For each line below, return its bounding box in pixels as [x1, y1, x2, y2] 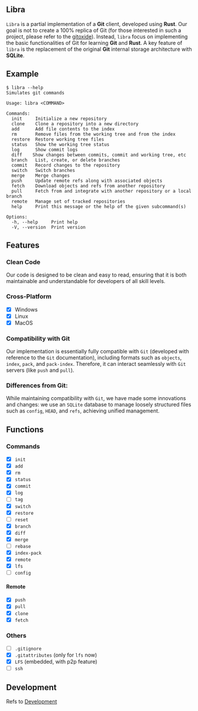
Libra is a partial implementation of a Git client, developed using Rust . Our [6, 20, 187, 27]
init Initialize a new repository [11, 115, 108, 122]
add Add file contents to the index [11, 126, 115, 132]
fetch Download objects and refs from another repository [11, 183, 165, 189]
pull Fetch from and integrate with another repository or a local [11, 188, 192, 194]
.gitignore [14, 645, 42, 652]
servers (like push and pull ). [6, 366, 74, 374]
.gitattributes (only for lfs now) [14, 651, 98, 658]
